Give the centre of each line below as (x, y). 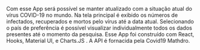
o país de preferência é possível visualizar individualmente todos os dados (99, 28)
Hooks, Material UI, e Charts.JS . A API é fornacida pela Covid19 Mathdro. (98, 41)
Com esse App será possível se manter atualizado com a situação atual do (99, 9)
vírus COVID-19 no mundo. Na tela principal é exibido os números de (92, 15)
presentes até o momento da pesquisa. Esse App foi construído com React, (100, 34)
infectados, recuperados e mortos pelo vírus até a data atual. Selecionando (100, 21)
